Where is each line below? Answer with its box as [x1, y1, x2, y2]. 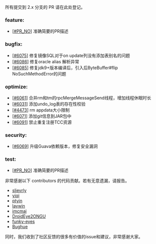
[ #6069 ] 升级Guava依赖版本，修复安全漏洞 [12, 143, 98, 150]
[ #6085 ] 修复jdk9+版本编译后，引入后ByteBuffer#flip [12, 65, 118, 71]
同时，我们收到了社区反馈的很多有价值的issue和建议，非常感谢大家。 [5, 234, 143, 240]
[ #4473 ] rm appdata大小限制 [12, 107, 70, 113]
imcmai [12, 208, 27, 214]
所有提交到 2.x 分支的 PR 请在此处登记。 [5, 4, 85, 10]
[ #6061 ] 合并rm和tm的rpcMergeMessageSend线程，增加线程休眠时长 [12, 94, 152, 101]
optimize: [5, 83, 28, 90]
